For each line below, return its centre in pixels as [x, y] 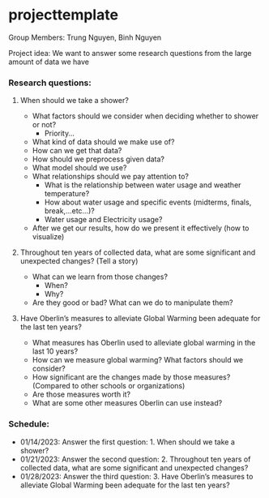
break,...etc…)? [69, 211]
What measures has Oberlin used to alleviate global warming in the [144, 343]
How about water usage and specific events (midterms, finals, [148, 202]
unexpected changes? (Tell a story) [79, 261]
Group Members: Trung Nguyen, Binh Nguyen [85, 37]
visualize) [48, 237]
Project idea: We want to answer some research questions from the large [130, 53]
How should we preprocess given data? [98, 159]
